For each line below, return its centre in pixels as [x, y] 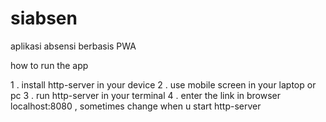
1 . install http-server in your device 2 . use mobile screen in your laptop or [163, 84]
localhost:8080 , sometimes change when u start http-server [136, 106]
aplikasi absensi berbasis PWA [73, 46]
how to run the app [49, 65]
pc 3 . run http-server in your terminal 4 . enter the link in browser [146, 95]
